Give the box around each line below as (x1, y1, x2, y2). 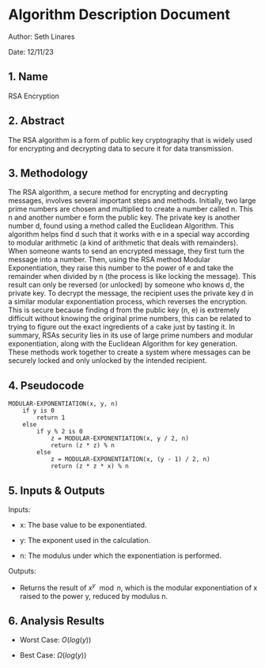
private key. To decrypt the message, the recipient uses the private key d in (8, 288, 254, 298)
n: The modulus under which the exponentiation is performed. (19, 551, 221, 560)
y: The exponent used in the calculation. (19, 536, 151, 544)
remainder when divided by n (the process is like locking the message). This (8, 272, 257, 281)
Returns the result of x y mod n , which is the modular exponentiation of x (19, 582, 258, 592)
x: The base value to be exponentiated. (19, 521, 147, 529)
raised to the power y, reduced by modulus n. (19, 591, 168, 601)
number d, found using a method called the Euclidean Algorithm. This (8, 221, 235, 231)
